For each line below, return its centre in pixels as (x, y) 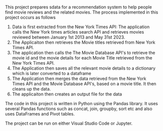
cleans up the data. (31, 89)
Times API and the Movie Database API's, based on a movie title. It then (84, 84)
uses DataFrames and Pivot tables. (40, 114)
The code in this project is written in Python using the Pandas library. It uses (81, 103)
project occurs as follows (31, 17)
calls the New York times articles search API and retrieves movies (78, 32)
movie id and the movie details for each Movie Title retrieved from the (82, 58)
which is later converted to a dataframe (51, 73)
